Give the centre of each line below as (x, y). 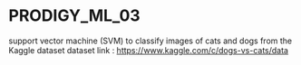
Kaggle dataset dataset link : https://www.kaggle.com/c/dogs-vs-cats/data (149, 50)
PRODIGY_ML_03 (75, 16)
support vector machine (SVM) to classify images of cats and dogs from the (150, 41)
